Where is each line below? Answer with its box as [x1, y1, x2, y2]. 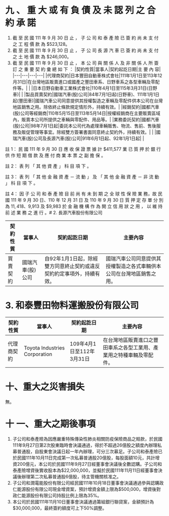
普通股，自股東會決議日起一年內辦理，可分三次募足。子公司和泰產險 [17, 448, 158, 454]
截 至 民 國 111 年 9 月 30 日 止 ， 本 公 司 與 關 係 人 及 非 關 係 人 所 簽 [12, 60, 159, 66]
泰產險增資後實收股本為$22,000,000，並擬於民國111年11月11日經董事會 [12, 467, 158, 473]
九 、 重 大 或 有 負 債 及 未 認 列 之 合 [5, 5, 156, 16]
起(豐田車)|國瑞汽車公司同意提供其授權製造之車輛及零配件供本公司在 [12, 98, 154, 104]
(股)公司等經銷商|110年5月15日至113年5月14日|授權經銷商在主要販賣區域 [12, 110, 160, 116]
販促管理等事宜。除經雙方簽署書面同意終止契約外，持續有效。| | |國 [21, 129, 161, 135]
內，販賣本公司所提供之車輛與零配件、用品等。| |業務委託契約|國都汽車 [12, 116, 159, 122]
